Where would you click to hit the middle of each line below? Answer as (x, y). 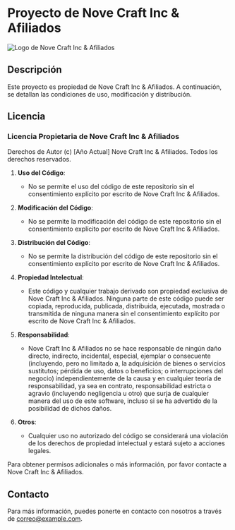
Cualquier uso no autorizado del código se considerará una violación (128, 436)
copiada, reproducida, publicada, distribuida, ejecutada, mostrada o (127, 306)
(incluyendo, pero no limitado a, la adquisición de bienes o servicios (127, 363)
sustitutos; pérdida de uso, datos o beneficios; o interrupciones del (126, 371)
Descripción (35, 70)
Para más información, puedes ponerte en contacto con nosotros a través (115, 511)
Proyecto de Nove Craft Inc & (94, 13)
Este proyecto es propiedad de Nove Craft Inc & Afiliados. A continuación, (115, 87)
